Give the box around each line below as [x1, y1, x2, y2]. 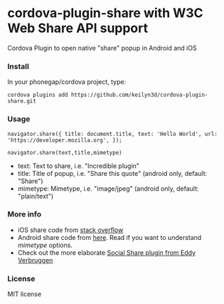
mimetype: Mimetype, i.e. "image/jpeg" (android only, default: [17, 184, 199, 193]
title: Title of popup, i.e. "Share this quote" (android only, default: [17, 169, 208, 177]
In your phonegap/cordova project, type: [7, 78, 127, 86]
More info [7, 209, 41, 219]
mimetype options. [17, 241, 73, 249]
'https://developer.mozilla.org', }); [7, 137, 122, 144]
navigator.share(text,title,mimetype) [7, 149, 122, 156]
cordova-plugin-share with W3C [7, 5, 204, 21]
